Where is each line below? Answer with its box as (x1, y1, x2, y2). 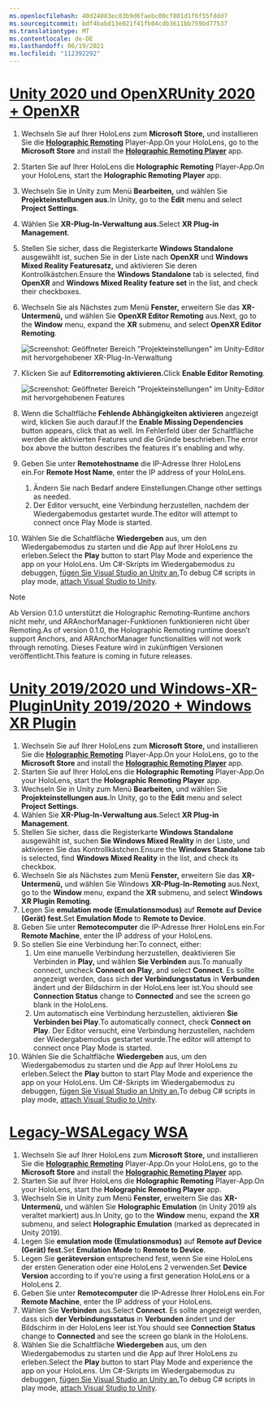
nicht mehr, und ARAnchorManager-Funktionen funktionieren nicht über (9, 616, 250, 626)
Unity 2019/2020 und (9, 680, 157, 698)
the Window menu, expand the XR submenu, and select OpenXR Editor (20, 319, 262, 329)
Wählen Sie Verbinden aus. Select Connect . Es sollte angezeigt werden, (20, 1305, 262, 1315)
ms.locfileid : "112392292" (9, 50, 101, 58)
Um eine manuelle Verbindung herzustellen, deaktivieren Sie (32, 948, 236, 958)
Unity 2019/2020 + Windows (52, 697, 252, 716)
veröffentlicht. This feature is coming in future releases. (9, 651, 193, 660)
